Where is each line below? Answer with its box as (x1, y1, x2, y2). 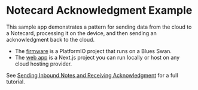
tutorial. (6, 78, 25, 85)
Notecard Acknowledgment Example (6, 4, 193, 17)
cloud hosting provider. (14, 60, 72, 67)
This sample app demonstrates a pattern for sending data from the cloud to (6, 23, 192, 30)
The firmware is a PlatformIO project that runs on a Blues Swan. (14, 47, 172, 54)
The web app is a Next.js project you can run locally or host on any (14, 54, 180, 61)
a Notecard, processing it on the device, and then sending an (6, 29, 157, 36)
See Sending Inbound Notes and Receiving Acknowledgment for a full (6, 72, 178, 79)
